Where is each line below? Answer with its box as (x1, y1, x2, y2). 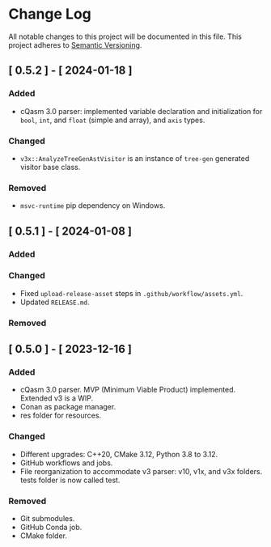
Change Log (8, 5, 91, 23)
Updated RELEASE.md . (19, 297, 90, 307)
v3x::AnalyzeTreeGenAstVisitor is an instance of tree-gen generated (19, 153, 250, 163)
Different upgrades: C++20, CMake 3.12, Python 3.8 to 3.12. (19, 449, 218, 459)
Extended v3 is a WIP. (19, 393, 94, 403)
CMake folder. (19, 531, 67, 541)
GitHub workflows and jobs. (19, 458, 113, 468)
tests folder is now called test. (19, 475, 121, 485)
